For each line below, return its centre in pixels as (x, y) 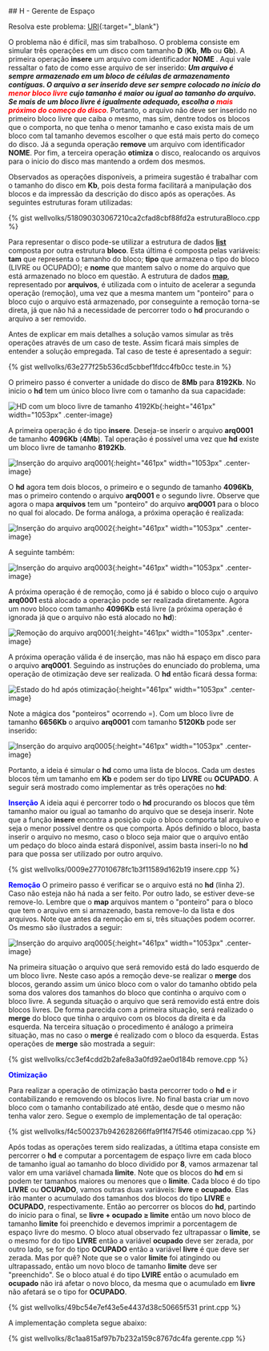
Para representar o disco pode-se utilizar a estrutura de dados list (117, 242)
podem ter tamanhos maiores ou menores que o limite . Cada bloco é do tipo (134, 1181)
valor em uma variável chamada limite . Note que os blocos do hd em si (126, 1173)
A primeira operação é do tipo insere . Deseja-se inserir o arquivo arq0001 (131, 430)
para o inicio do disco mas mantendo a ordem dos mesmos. (107, 161)
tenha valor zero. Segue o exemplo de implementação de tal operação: (125, 1116)
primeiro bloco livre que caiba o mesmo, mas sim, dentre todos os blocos (129, 119)
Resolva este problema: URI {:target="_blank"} (84, 26)
